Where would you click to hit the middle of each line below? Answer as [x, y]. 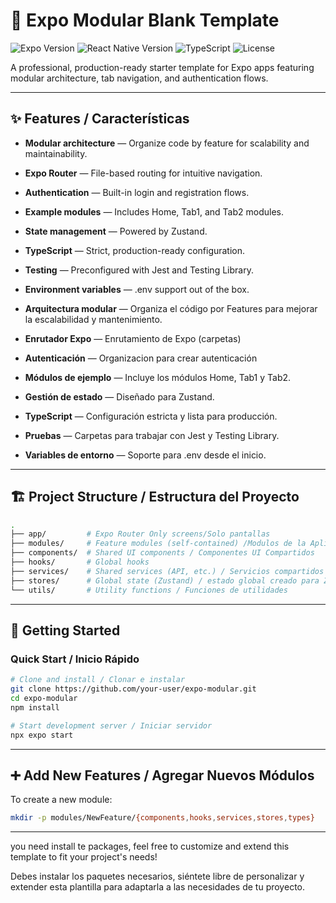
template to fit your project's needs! [84, 857]
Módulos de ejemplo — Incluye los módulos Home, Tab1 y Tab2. [158, 377]
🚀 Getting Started [65, 630]
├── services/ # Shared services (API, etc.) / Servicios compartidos [167, 571]
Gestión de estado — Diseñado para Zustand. [119, 396]
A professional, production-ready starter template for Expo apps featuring [162, 67]
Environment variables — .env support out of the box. [137, 289]
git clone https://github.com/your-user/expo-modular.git [133, 689]
